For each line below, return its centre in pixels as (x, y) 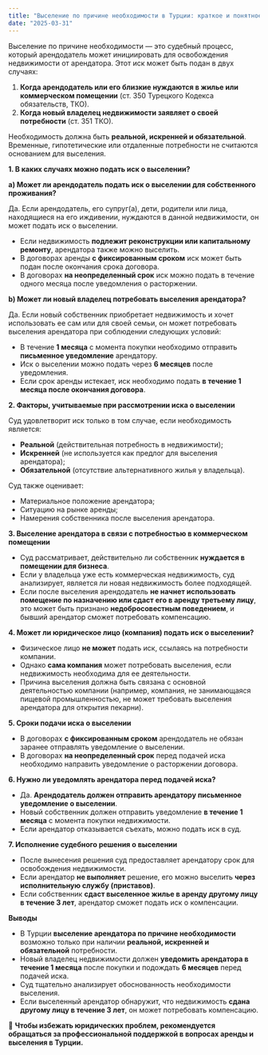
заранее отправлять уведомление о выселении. (102, 747)
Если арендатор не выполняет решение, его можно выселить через (138, 877)
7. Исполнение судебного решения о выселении (93, 844)
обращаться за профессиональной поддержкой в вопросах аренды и (131, 1033)
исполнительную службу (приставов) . (87, 885)
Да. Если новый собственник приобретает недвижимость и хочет (121, 314)
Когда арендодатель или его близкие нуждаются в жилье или (129, 87)
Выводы (23, 917)
